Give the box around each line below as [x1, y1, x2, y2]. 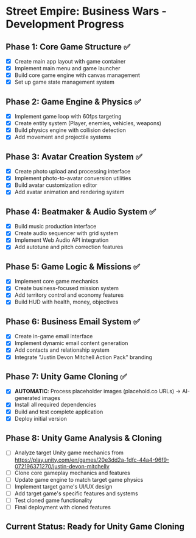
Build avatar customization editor [14, 181, 98, 189]
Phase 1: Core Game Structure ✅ [5, 42, 131, 52]
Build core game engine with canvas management [14, 71, 141, 79]
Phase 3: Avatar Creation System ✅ [5, 151, 142, 162]
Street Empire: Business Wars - [5, 4, 167, 18]
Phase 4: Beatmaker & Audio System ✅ [5, 206, 156, 217]
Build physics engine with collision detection [14, 126, 126, 134]
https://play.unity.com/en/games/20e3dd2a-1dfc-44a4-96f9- [14, 456, 170, 463]
